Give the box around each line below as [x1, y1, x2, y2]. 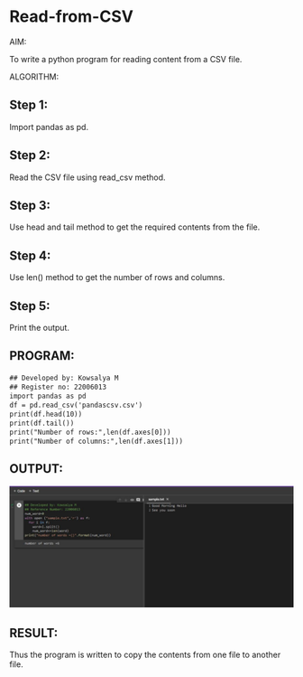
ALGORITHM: [9, 71, 60, 82]
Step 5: [9, 298, 51, 314]
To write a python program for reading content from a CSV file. [9, 53, 243, 64]
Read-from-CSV [9, 6, 133, 27]
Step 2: [9, 147, 51, 164]
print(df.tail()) [9, 418, 75, 428]
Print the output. [9, 323, 70, 333]
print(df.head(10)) [9, 409, 83, 418]
